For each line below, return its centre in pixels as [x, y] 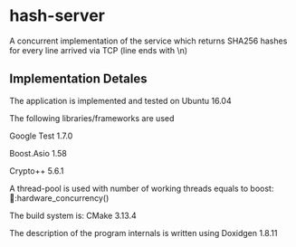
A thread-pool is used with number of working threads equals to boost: [142, 188]
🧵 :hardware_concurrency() [59, 198]
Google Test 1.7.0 [41, 136]
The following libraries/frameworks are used [92, 118]
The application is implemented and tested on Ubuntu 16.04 [121, 100]
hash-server [57, 16]
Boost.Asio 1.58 [38, 153]
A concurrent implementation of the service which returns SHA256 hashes [148, 41]
